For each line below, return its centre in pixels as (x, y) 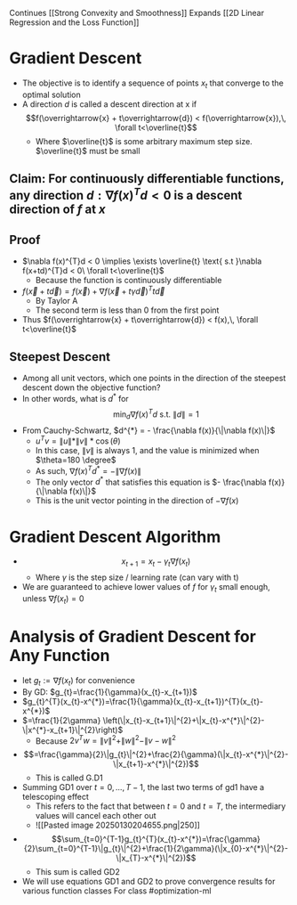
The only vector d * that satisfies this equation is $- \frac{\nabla (151, 481)
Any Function (60, 656)
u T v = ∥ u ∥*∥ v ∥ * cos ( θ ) (78, 440)
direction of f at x (57, 210)
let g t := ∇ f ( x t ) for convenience (79, 681)
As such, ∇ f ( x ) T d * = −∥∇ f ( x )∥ (88, 470)
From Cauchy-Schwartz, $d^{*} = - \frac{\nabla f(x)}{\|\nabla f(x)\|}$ (148, 430)
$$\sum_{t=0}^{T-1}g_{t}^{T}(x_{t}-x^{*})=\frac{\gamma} (156, 839)
